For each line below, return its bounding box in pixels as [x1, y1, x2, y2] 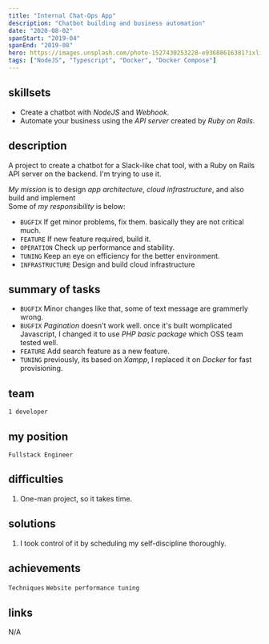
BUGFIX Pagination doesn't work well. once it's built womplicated [19, 321, 232, 331]
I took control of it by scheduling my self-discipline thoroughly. [19, 538, 227, 548]
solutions [8, 517, 56, 531]
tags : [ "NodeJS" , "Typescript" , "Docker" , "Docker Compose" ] [8, 57, 217, 65]
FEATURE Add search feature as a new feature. [19, 346, 170, 356]
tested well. [19, 338, 58, 348]
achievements [8, 561, 82, 575]
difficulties [8, 473, 64, 486]
